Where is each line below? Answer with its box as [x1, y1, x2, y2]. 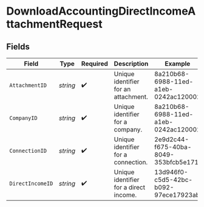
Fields [6, 41, 30, 52]
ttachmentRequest [6, 17, 103, 31]
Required [81, 60, 108, 68]
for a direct [114, 183, 146, 191]
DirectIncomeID [9, 180, 53, 187]
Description [114, 60, 149, 68]
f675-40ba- [154, 143, 192, 151]
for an [114, 85, 131, 93]
